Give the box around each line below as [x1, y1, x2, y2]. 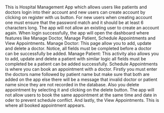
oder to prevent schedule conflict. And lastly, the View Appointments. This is [5, 97, 159, 103]
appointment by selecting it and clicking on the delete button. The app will [5, 87, 154, 93]
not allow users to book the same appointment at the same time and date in [5, 92, 157, 98]
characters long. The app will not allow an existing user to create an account [5, 25, 159, 31]
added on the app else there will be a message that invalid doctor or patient [5, 76, 158, 82]
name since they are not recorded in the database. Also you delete [5, 82, 140, 87]
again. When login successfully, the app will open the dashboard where [5, 30, 149, 36]
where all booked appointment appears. [5, 102, 86, 108]
